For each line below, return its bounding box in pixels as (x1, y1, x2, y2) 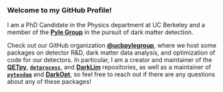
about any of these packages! (7, 78, 91, 86)
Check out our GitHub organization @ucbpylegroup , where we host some (7, 42, 217, 50)
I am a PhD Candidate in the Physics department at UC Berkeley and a (7, 21, 206, 29)
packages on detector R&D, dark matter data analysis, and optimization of (7, 48, 216, 57)
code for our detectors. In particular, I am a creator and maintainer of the (7, 56, 213, 64)
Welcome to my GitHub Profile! (7, 5, 112, 15)
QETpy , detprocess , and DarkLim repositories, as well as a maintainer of (7, 63, 211, 72)
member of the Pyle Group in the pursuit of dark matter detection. (7, 28, 193, 36)
